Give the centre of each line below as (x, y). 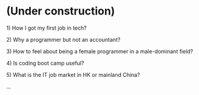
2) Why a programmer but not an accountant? (63, 39)
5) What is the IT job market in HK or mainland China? (73, 74)
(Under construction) (61, 11)
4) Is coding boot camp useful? (45, 63)
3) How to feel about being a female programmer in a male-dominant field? (100, 51)
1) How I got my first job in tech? (46, 28)
